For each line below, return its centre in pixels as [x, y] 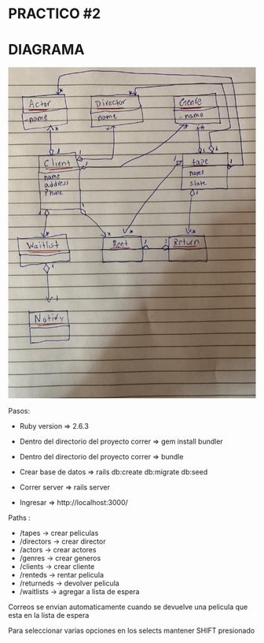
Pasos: [19, 411]
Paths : [20, 518]
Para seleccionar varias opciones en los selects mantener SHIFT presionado [132, 630]
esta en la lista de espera [49, 615]
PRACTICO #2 [55, 14]
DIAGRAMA [46, 50]
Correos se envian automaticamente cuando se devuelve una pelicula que [128, 607]
